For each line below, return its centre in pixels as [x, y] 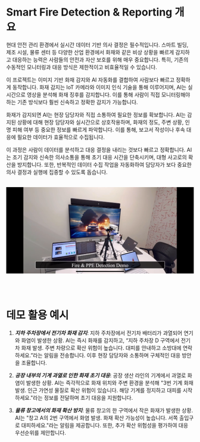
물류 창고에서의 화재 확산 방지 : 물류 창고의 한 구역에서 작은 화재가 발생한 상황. [104, 410]
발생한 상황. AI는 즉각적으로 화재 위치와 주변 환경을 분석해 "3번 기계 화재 [110, 382]
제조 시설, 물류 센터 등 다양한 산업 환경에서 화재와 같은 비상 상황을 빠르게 [90, 52]
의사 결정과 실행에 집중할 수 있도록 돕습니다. [57, 172]
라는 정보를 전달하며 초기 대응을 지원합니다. [83, 397]
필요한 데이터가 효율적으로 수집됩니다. [61, 137]
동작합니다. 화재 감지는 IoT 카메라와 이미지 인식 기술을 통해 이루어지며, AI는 [99, 87]
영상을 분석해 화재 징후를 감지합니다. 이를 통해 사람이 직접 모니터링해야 [108, 94]
